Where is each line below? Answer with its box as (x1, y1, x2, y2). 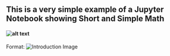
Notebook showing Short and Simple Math (6, 14, 165, 24)
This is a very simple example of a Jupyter (6, 5, 164, 15)
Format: (6, 43, 25, 50)
